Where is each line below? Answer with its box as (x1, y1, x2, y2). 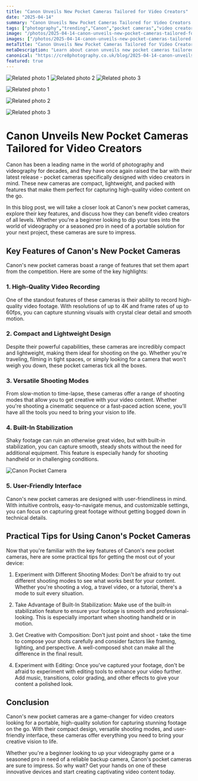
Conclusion (6, 697, 49, 707)
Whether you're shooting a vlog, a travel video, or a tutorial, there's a (14, 583, 182, 590)
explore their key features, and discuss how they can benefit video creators (6, 210, 190, 217)
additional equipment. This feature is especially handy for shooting (6, 449, 168, 457)
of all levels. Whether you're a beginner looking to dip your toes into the (6, 216, 180, 224)
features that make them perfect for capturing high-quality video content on (6, 186, 190, 193)
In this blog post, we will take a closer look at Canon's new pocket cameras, (6, 204, 190, 211)
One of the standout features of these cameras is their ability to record (6, 296, 178, 303)
